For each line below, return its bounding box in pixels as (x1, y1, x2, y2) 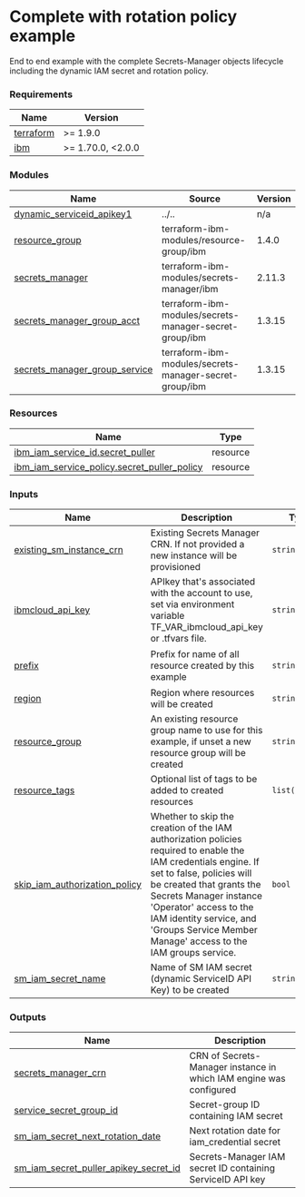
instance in (230, 1061, 277, 1074)
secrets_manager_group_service (14, 363, 153, 376)
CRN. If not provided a (150, 538, 245, 551)
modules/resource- (162, 233, 246, 246)
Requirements (9, 88, 74, 101)
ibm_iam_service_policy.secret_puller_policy (14, 460, 203, 473)
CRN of (189, 1050, 221, 1063)
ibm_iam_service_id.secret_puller (14, 446, 156, 458)
